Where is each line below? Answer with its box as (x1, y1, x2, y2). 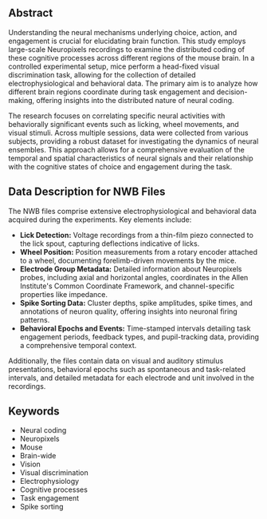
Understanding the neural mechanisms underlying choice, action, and (8, 27, 238, 37)
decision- (216, 87, 248, 97)
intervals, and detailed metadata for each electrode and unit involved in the (8, 373, 255, 382)
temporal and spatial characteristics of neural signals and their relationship (8, 153, 253, 163)
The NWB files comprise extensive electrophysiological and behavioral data (8, 206, 257, 216)
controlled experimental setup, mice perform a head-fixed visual (8, 61, 220, 71)
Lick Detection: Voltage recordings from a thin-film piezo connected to (19, 230, 253, 240)
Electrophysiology (19, 477, 80, 486)
